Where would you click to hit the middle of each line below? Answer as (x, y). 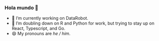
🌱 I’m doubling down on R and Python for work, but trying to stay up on (83, 23)
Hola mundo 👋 (21, 8)
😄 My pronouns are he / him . (41, 34)
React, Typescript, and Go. (38, 28)
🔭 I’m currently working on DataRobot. (50, 18)
